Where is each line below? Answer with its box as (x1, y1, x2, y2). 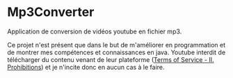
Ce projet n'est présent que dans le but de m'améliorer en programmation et (7, 40, 226, 49)
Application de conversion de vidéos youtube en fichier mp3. (7, 27, 182, 36)
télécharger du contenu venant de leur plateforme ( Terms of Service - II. (7, 55, 214, 63)
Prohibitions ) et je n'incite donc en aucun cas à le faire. (7, 63, 165, 71)
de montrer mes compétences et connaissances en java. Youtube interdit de (7, 48, 226, 56)
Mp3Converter (7, 4, 95, 20)
